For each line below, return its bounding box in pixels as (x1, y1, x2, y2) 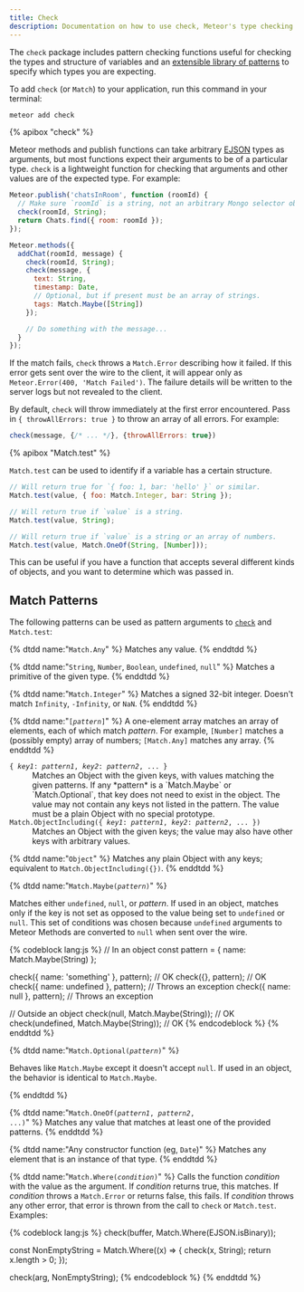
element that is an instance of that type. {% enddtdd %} (9, 1153, 218, 1164)
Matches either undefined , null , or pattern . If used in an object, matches (9, 898, 279, 909)
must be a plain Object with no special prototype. (32, 809, 215, 819)
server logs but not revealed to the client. (9, 387, 163, 397)
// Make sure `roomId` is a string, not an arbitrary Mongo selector (17, 199, 285, 208)
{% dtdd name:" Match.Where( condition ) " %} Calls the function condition (9, 1172, 280, 1182)
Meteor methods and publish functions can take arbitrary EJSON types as (9, 144, 285, 155)
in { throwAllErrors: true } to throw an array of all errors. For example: (9, 414, 280, 425)
